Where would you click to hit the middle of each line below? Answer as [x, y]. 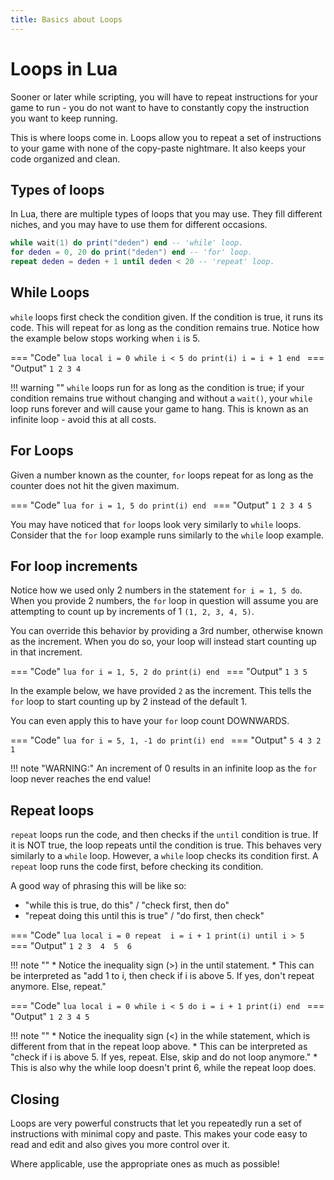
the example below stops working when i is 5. [105, 338]
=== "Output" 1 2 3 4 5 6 [71, 946]
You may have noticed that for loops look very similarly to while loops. [156, 524]
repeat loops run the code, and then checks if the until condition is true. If [164, 835]
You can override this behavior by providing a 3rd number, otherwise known [166, 631]
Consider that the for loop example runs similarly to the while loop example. [167, 535]
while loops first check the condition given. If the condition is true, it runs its [167, 317]
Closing [35, 1099]
